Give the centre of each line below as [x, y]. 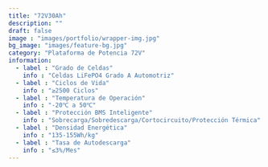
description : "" [35, 23]
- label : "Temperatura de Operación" [81, 98]
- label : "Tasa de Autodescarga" [73, 143]
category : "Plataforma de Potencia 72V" [77, 53]
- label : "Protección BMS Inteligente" [84, 113]
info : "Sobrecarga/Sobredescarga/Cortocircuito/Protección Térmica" [142, 120]
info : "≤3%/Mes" [52, 150]
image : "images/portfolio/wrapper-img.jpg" [84, 38]
